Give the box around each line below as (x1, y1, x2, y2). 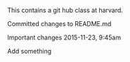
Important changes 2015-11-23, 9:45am (7, 33, 122, 42)
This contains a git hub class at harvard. (7, 6, 123, 14)
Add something (7, 47, 52, 55)
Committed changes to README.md (7, 20, 112, 27)
